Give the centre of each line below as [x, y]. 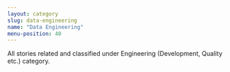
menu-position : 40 [34, 34]
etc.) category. [29, 61]
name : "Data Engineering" [45, 27]
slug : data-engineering [42, 20]
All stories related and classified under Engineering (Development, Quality [115, 54]
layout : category [33, 14]
